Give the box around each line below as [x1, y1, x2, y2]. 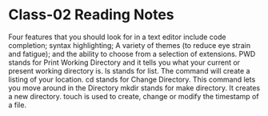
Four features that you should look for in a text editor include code [8, 32, 226, 42]
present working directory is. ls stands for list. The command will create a [8, 66, 250, 75]
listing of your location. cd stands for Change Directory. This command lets [8, 74, 256, 84]
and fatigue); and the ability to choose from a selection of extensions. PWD [8, 49, 256, 58]
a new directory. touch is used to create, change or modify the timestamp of [8, 91, 259, 101]
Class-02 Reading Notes [8, 6, 174, 24]
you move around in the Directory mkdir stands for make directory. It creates [8, 82, 261, 93]
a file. [8, 100, 26, 110]
